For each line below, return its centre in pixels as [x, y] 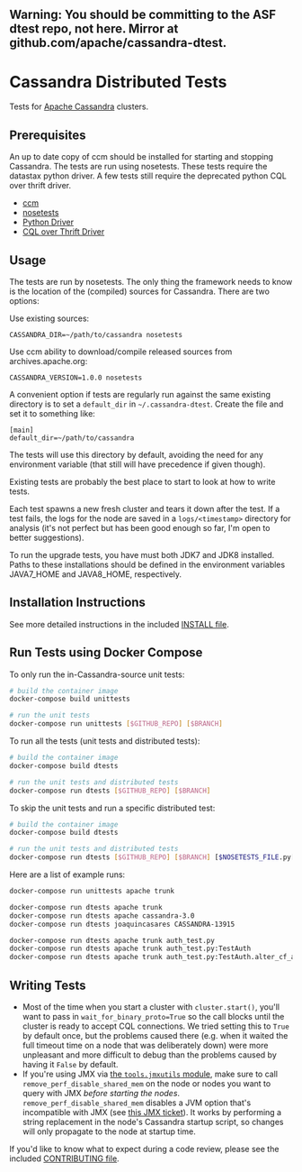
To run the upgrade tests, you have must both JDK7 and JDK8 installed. [142, 554]
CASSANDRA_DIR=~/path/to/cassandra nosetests [96, 334]
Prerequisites [48, 135]
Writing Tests [48, 985]
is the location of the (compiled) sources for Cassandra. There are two [139, 291]
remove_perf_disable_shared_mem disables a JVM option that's [137, 1103]
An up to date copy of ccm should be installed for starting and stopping [142, 157]
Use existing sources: [49, 318]
